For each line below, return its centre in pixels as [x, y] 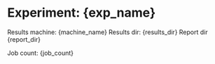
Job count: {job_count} [40, 53]
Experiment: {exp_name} [82, 13]
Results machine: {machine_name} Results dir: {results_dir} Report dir [107, 32]
